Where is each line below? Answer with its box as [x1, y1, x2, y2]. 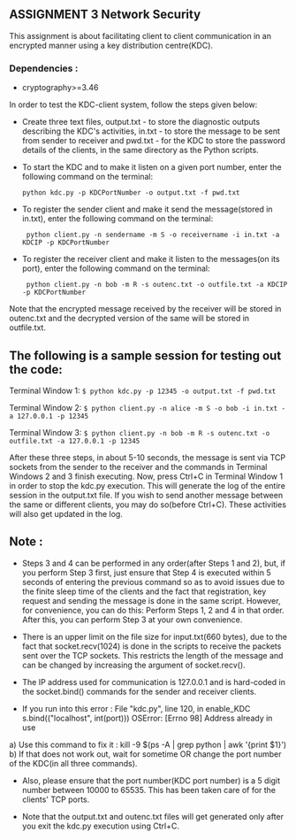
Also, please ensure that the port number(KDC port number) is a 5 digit [21, 774, 281, 786]
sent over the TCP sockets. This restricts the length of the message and [21, 650, 284, 660]
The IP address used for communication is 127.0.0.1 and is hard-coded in [21, 676, 285, 687]
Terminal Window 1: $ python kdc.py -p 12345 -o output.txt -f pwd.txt [9, 385, 277, 396]
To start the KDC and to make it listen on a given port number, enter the [21, 162, 283, 173]
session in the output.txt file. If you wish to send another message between [9, 489, 284, 500]
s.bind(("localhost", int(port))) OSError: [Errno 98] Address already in [21, 713, 273, 723]
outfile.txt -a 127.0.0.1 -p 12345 [9, 436, 140, 445]
